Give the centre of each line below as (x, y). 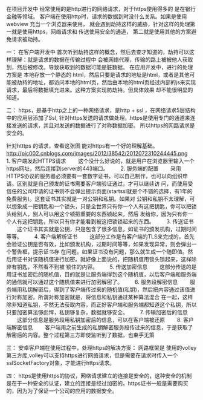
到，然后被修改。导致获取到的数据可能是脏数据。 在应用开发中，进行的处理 (100, 67)
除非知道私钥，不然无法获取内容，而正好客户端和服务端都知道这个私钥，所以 (101, 305)
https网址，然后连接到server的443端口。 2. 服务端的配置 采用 (94, 169)
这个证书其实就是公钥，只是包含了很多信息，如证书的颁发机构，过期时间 (107, 229)
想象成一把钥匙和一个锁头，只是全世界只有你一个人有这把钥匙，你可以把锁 (104, 206)
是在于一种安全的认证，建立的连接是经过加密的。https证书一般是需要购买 (97, 383)
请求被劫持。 (27, 39)
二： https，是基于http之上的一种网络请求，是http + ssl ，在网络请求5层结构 (101, 110)
